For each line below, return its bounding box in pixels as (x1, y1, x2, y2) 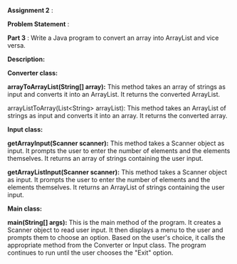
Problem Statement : (7, 20, 70, 28)
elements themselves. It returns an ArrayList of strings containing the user (7, 183, 226, 191)
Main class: (7, 204, 43, 213)
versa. (7, 41, 26, 49)
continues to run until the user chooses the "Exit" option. (7, 248, 174, 257)
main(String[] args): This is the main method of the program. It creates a (7, 218, 221, 226)
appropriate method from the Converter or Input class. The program (7, 241, 206, 249)
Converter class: (7, 69, 58, 77)
